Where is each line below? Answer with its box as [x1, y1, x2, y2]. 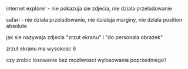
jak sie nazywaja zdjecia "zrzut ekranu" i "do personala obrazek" [6, 34, 163, 40]
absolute [6, 23, 28, 29]
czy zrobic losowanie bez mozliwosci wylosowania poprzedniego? [6, 57, 167, 63]
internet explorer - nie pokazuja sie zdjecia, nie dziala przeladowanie [6, 5, 172, 12]
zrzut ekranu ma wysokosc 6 [6, 45, 76, 52]
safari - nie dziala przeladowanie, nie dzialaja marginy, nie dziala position [6, 16, 183, 23]
